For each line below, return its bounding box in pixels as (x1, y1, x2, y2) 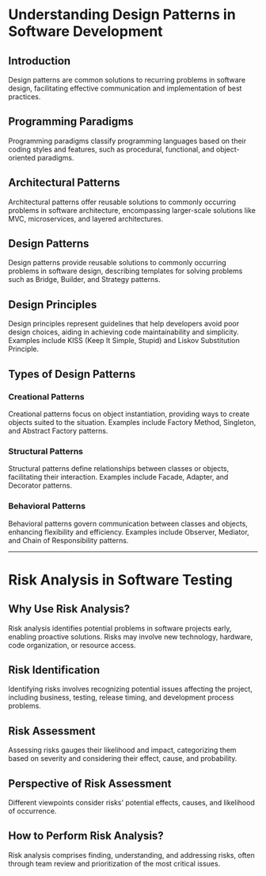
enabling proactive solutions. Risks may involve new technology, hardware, (8, 631, 253, 641)
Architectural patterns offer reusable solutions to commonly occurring (8, 197, 236, 206)
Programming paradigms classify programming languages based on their (8, 136, 247, 145)
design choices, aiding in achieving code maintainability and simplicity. (8, 327, 239, 337)
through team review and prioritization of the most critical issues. (8, 859, 221, 868)
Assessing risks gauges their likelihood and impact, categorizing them (8, 745, 237, 755)
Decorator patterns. (8, 480, 73, 490)
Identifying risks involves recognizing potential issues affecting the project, (8, 685, 253, 694)
